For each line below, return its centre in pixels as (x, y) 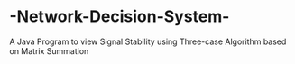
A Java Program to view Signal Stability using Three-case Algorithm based (148, 41)
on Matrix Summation (49, 50)
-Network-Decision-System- (120, 17)
